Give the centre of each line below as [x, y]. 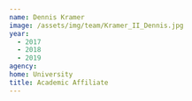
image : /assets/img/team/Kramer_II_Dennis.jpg [96, 25]
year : [19, 33]
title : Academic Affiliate [59, 83]
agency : [23, 67]
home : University [41, 75]
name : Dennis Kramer [47, 17]
